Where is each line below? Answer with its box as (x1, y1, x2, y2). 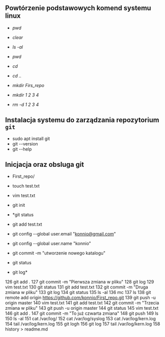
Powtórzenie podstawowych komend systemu (5, 4, 151, 12)
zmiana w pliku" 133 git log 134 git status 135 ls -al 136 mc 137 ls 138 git (5, 289, 151, 295)
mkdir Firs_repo (12, 82, 45, 88)
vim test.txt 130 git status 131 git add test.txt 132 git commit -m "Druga (5, 284, 149, 290)
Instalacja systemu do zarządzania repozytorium (5, 116, 160, 124)
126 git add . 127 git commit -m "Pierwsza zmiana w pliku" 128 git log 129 (5, 279, 155, 285)
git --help (12, 146, 32, 152)
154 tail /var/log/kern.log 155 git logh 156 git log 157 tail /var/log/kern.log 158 (5, 321, 160, 327)
